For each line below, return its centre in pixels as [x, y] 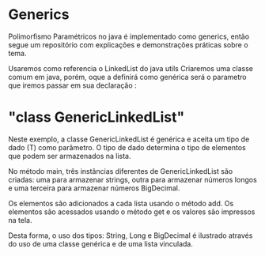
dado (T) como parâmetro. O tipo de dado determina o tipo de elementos [127, 147]
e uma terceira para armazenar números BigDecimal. [94, 188]
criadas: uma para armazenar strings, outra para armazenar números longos [132, 179]
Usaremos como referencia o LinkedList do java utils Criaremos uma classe [131, 68]
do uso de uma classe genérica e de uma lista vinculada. [101, 243]
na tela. [20, 220]
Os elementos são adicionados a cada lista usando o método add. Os [121, 203]
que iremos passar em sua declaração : [72, 85]
